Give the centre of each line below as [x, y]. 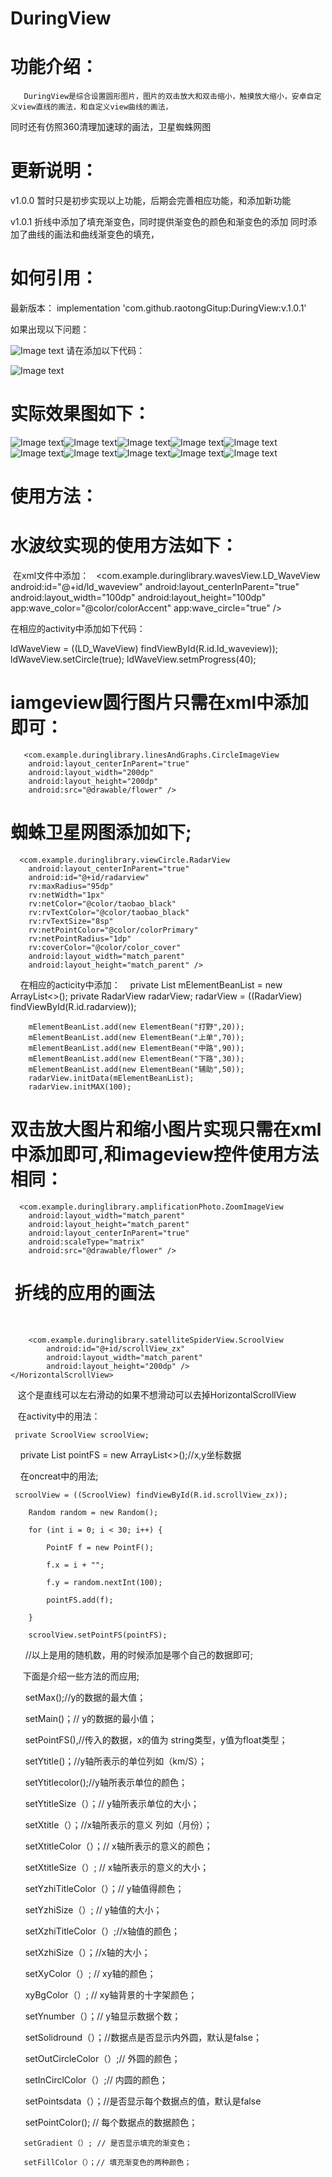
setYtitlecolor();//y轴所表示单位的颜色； [106, 1782]
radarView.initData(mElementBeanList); [111, 1078]
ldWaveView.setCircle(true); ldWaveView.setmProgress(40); [133, 659]
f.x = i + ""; [75, 1565]
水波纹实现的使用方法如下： [124, 546]
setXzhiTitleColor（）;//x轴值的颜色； [102, 1931]
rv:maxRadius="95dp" [71, 886]
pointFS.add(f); [80, 1600]
